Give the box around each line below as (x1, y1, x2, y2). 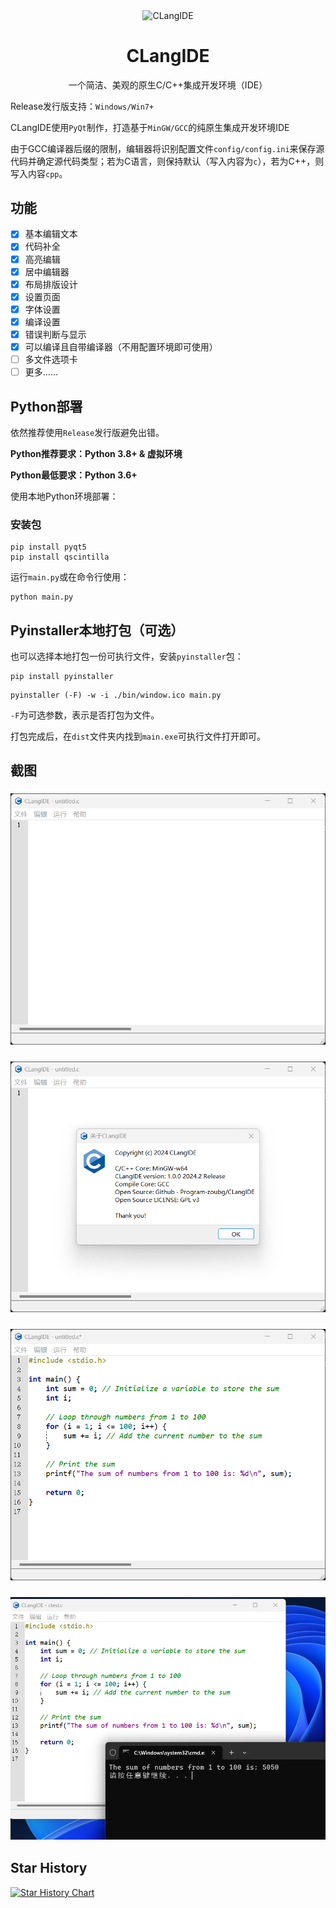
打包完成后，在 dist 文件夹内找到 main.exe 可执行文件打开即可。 (10, 730, 266, 743)
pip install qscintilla (10, 552, 110, 563)
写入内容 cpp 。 (10, 167, 68, 179)
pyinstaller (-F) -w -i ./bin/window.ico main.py (10, 690, 222, 701)
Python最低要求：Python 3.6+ (10, 469, 138, 481)
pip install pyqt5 (10, 542, 87, 553)
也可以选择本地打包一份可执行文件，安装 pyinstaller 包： (10, 650, 244, 663)
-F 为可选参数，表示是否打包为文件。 (10, 709, 160, 721)
